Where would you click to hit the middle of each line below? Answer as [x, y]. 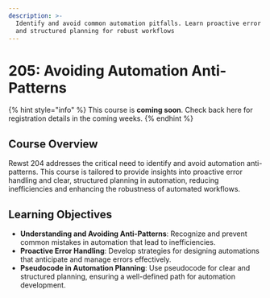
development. [43, 285]
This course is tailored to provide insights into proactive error [141, 172]
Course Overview [53, 144]
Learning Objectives [60, 214]
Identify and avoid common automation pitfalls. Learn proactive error [139, 23]
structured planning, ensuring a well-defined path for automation [128, 276]
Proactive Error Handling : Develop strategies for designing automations [139, 250]
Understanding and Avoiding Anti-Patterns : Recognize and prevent [133, 234]
